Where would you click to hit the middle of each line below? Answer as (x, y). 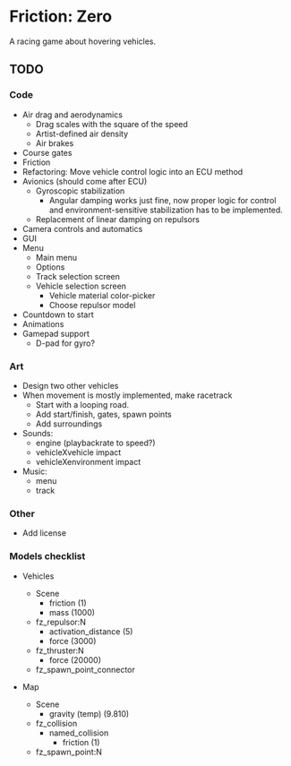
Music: (34, 471)
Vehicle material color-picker (102, 295)
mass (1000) (72, 612)
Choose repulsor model (92, 305)
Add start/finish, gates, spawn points (103, 414)
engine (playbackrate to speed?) (95, 443)
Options (50, 267)
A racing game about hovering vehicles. (83, 41)
